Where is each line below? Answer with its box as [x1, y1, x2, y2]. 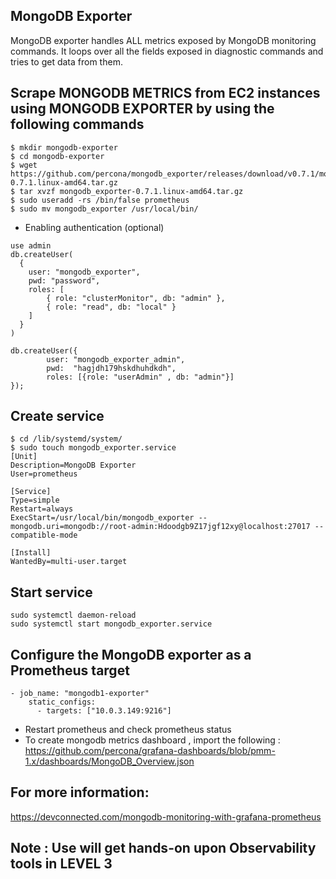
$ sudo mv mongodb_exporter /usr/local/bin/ [10, 204, 199, 214]
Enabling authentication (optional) [24, 221, 165, 233]
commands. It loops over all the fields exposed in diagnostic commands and [10, 45, 324, 57]
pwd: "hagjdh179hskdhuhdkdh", [46, 363, 177, 373]
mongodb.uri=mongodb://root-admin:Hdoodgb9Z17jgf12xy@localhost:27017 [10, 522, 311, 532]
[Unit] [10, 452, 38, 462]
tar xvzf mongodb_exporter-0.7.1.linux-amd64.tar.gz [19, 186, 244, 196]
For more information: [10, 784, 150, 801]
